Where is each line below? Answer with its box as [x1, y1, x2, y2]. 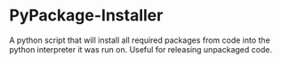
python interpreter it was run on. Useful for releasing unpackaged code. [9, 44, 273, 54]
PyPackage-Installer [9, 5, 164, 26]
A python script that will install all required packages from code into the [9, 35, 271, 45]
